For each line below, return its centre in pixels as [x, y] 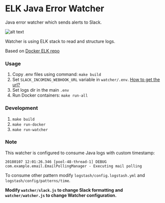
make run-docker [29, 124]
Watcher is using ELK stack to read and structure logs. [60, 41]
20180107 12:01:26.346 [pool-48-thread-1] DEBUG [56, 162]
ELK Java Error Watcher [55, 9]
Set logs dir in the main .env [41, 90]
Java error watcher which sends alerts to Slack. [53, 22]
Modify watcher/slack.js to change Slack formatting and [64, 190]
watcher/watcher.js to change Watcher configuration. [61, 195]
